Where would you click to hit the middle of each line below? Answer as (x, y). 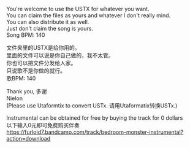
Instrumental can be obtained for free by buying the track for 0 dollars (95, 118)
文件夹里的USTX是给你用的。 (43, 48)
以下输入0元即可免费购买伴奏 (43, 125)
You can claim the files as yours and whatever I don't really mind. (89, 15)
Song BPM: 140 (26, 35)
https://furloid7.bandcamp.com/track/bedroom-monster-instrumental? (95, 132)
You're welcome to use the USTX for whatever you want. (78, 9)
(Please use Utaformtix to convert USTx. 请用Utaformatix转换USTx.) (92, 106)
